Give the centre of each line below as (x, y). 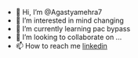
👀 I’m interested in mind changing (69, 20)
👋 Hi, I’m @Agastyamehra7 (59, 12)
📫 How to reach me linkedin (62, 46)
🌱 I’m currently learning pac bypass (73, 29)
